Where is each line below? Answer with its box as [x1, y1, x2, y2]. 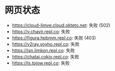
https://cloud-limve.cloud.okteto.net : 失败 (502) [12, 22, 111, 28]
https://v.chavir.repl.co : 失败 [12, 28, 70, 34]
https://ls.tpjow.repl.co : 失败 [12, 60, 70, 66]
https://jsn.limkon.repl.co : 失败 [12, 47, 75, 53]
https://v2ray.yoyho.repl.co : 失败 [12, 41, 80, 47]
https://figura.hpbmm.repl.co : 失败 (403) [12, 35, 96, 41]
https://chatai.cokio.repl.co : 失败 [12, 53, 79, 59]
